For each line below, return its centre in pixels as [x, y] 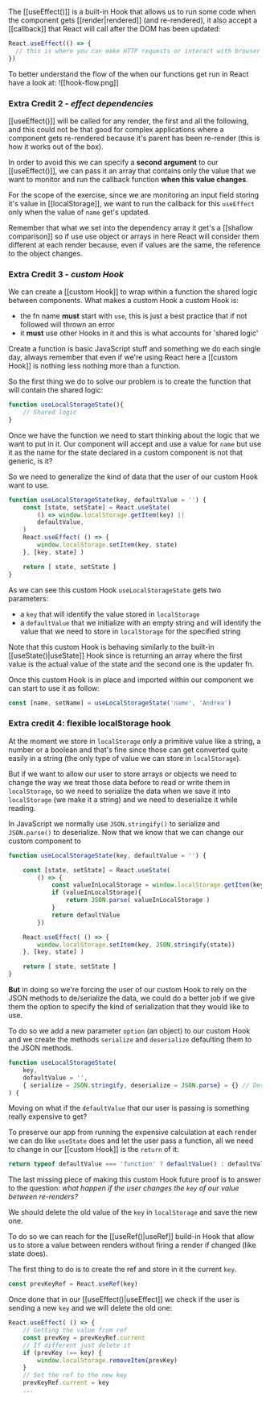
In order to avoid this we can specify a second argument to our [113, 162]
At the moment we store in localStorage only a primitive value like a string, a [135, 741]
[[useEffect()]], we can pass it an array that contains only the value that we [132, 170]
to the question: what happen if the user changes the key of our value [124, 1188]
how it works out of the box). [56, 146]
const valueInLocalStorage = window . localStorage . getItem [150, 885]
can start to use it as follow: [54, 688]
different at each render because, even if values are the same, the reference [135, 244]
